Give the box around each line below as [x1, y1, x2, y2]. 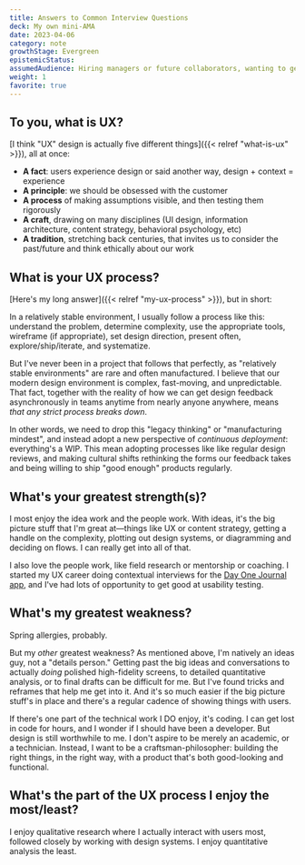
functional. [9, 761, 50, 772]
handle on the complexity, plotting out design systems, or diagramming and [9, 533, 292, 544]
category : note [9, 38, 67, 48]
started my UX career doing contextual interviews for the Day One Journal [9, 569, 288, 580]
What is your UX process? [9, 269, 161, 285]
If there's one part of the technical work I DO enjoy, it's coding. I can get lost [9, 713, 295, 724]
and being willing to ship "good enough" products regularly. [9, 463, 233, 474]
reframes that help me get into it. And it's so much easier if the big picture [9, 686, 286, 697]
